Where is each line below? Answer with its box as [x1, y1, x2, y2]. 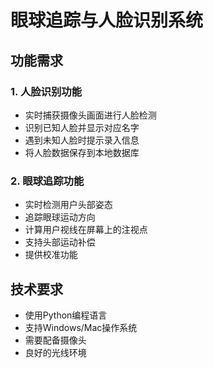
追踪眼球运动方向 [24, 211, 96, 223]
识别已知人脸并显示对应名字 [24, 121, 140, 133]
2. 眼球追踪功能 [10, 174, 85, 188]
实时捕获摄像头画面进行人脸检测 [24, 109, 157, 121]
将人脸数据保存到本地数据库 [24, 146, 140, 158]
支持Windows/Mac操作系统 [24, 321, 138, 333]
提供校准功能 [24, 249, 78, 261]
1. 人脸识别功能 [10, 84, 83, 98]
